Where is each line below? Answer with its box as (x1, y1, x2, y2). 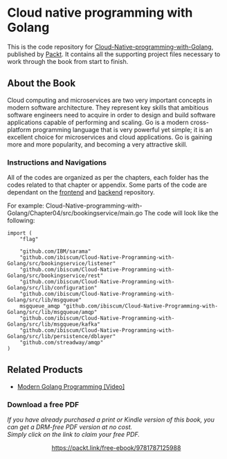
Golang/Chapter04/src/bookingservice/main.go (7, 209, 143, 217)
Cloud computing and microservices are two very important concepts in (7, 96, 212, 104)
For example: (7, 201, 45, 210)
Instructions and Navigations (7, 158, 107, 167)
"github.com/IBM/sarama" (19, 248, 91, 255)
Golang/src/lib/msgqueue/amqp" (7, 309, 98, 316)
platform (7, 125, 31, 133)
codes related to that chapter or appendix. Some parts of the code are (7, 181, 208, 189)
